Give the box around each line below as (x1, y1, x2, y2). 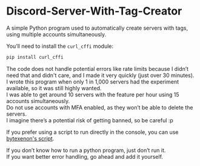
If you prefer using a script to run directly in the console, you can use (6, 128, 179, 136)
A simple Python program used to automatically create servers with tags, (6, 24, 188, 32)
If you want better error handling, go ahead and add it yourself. (6, 153, 164, 160)
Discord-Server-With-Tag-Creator (6, 4, 182, 18)
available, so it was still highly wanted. (6, 84, 102, 91)
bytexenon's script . (6, 134, 55, 142)
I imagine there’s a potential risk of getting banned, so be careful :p (6, 116, 174, 124)
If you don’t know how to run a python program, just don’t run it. (6, 147, 166, 154)
